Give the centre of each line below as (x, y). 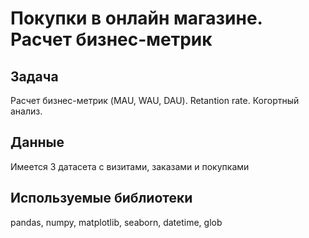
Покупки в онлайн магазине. (136, 18)
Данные (37, 142)
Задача (34, 76)
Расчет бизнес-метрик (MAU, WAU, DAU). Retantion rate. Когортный (155, 100)
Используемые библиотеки (101, 198)
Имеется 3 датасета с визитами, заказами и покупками (130, 166)
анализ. (26, 111)
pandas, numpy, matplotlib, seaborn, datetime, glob (116, 222)
